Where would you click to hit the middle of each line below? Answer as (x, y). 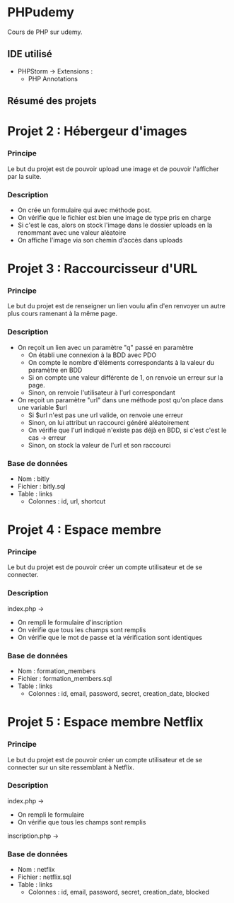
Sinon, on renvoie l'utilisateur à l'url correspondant (101, 392)
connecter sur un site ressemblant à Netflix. (71, 767)
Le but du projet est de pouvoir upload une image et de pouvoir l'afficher (113, 169)
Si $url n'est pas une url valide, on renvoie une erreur (106, 415)
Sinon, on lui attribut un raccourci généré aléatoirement (109, 422)
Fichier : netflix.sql (45, 877)
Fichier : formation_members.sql (65, 679)
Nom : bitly (33, 479)
